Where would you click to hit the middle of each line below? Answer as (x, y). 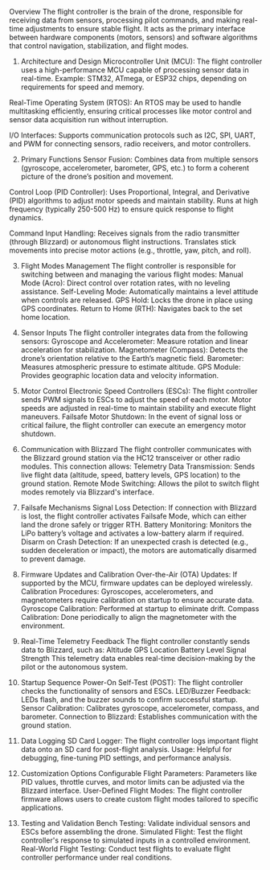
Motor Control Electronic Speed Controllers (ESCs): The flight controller (139, 391)
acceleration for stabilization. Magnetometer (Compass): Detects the (134, 350)
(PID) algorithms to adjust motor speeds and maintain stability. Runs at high (134, 201)
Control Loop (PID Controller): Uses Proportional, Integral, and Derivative (129, 192)
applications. (42, 808)
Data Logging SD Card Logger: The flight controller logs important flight (139, 741)
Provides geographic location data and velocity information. (120, 375)
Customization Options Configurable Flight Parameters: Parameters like (139, 774)
